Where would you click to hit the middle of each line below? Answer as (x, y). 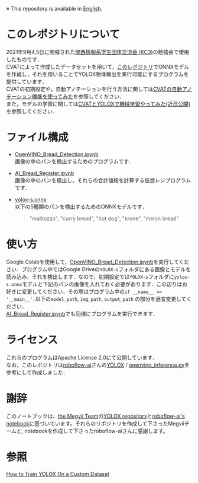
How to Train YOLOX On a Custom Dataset (58, 474)
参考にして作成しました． (37, 372)
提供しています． (27, 81)
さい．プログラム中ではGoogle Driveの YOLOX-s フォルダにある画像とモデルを (98, 269)
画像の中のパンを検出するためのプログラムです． (74, 161)
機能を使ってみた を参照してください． (78, 96)
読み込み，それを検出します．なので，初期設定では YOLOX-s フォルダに (90, 277)
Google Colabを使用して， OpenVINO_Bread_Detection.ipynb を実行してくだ (98, 262)
